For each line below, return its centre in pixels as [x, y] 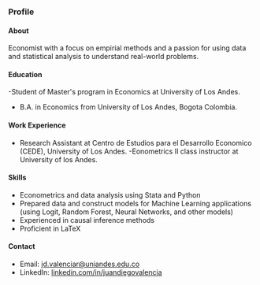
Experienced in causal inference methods [87, 220]
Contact [22, 246]
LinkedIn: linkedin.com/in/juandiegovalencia [91, 272]
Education [25, 74]
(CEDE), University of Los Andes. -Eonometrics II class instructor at [129, 151]
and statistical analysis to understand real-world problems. [104, 57]
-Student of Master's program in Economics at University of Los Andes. [124, 92]
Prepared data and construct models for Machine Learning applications [136, 203]
